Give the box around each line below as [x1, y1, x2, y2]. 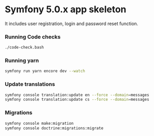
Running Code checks [5, 33, 61, 40]
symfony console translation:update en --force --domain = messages [5, 92, 149, 98]
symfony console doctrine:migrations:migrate [5, 125, 103, 131]
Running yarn [5, 57, 39, 64]
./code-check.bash [5, 45, 44, 50]
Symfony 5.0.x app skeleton [5, 4, 126, 15]
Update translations [5, 81, 55, 88]
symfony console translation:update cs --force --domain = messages [5, 97, 149, 102]
